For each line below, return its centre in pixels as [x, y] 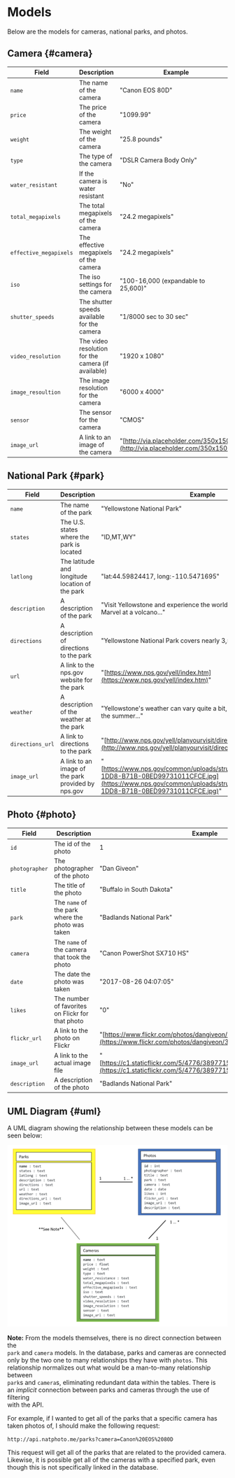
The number [71, 999]
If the [87, 173]
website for [77, 680]
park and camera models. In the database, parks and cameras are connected [117, 1352]
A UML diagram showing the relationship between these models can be [110, 1128]
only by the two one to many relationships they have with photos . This [107, 1360]
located [71, 552]
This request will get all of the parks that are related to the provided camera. [117, 1452]
